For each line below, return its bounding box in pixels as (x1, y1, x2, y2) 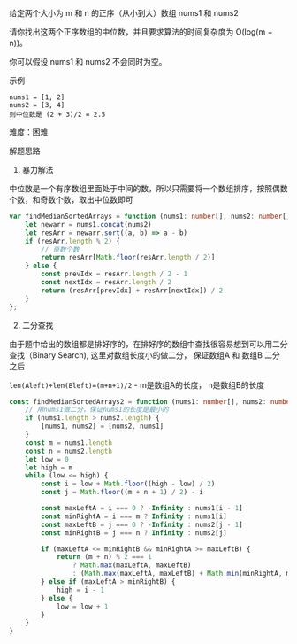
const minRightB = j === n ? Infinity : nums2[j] (41, 528, 227, 538)
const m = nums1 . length (25, 438, 113, 447)
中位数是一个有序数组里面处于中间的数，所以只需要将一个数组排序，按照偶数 (9, 183, 288, 193)
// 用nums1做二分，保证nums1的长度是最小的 (25, 406, 170, 415)
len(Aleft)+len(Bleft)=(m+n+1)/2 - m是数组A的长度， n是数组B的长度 (9, 379, 265, 390)
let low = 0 (25, 454, 69, 463)
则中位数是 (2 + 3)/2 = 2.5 (9, 110, 106, 119)
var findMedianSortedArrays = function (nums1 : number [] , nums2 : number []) (9, 212, 294, 221)
